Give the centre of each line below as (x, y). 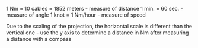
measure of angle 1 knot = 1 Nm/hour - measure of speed (76, 15)
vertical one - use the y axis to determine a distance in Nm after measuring (98, 33)
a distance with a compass (39, 39)
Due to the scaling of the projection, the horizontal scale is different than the (99, 26)
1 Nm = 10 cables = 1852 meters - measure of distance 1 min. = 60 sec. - (95, 9)
